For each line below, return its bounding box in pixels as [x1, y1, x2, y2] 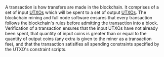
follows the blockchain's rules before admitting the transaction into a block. [5, 20, 158, 26]
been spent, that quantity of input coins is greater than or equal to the [5, 31, 147, 36]
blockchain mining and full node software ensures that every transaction [5, 15, 153, 20]
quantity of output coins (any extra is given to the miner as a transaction [5, 36, 152, 42]
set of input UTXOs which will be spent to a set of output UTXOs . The [5, 9, 147, 15]
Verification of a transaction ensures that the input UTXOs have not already [5, 25, 158, 31]
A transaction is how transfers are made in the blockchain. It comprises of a [5, 4, 159, 10]
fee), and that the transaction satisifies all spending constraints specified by [5, 41, 160, 47]
